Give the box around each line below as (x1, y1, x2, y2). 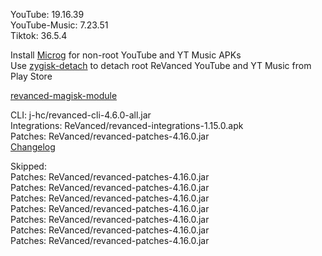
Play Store (10, 70, 53, 82)
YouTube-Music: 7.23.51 (10, 19, 109, 31)
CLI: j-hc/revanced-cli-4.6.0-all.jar (10, 109, 152, 121)
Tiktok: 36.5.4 (10, 30, 68, 41)
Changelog (10, 141, 56, 153)
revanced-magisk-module (10, 90, 118, 101)
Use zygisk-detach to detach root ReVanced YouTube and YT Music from (10, 60, 312, 71)
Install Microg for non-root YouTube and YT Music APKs (10, 49, 242, 61)
